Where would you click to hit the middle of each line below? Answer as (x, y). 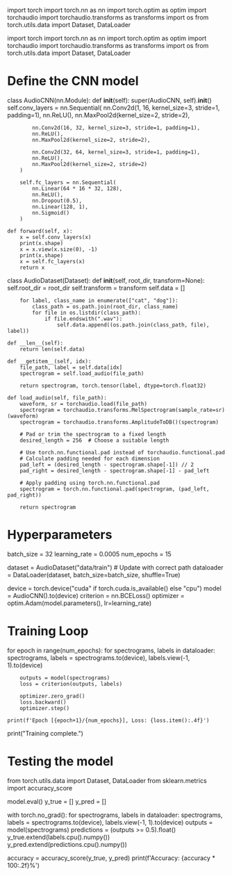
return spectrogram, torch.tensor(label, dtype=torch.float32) (113, 386)
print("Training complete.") (45, 733)
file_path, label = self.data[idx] (71, 367)
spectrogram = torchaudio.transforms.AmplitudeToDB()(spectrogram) (119, 422)
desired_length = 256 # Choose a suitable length (94, 440)
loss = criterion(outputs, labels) (71, 684)
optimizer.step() (45, 708)
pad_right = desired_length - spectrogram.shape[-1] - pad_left (115, 471)
